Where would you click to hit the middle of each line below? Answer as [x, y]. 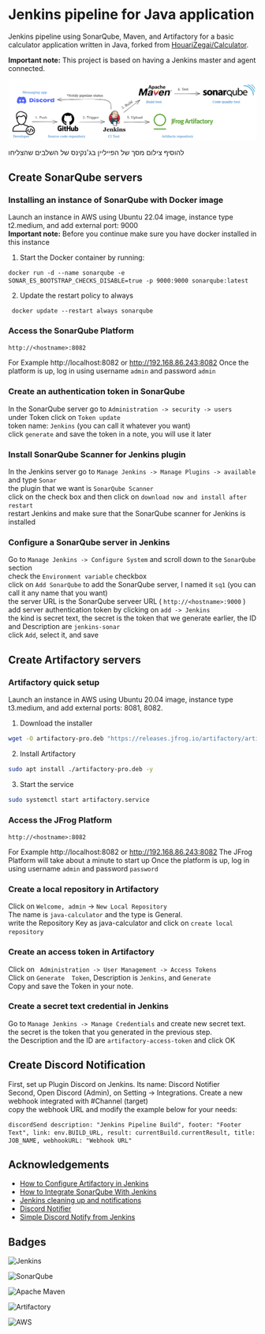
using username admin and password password [83, 868]
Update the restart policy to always [77, 296]
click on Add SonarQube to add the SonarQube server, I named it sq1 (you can [132, 585]
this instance [29, 242]
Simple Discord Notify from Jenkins [77, 1217]
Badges [27, 1242]
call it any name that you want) [58, 593]
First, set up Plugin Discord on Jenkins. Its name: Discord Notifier [114, 1084]
